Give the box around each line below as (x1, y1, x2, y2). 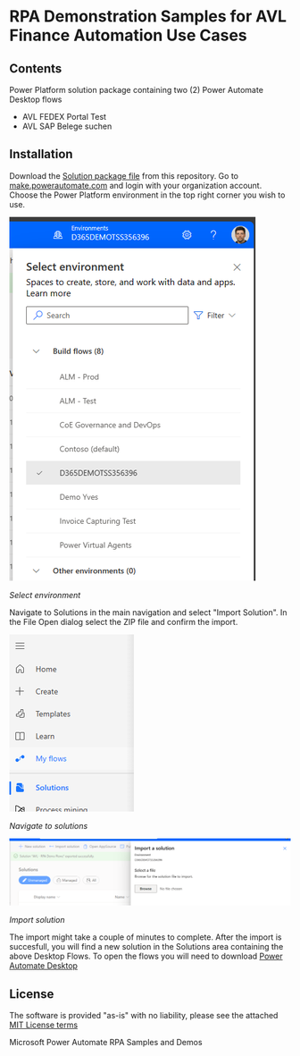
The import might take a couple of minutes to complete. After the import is (9, 932, 282, 942)
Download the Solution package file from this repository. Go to (9, 170, 239, 181)
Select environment (9, 589, 81, 600)
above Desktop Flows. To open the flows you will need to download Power (9, 950, 283, 962)
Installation (9, 147, 73, 162)
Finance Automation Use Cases (9, 25, 247, 46)
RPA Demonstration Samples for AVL (9, 6, 287, 27)
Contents (9, 61, 62, 76)
